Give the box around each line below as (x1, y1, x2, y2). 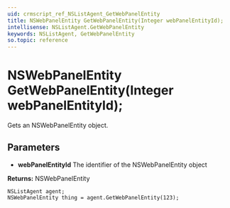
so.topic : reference (7, 37, 69, 44)
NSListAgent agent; (7, 187, 65, 195)
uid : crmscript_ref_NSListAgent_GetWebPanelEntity (7, 10, 160, 18)
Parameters (7, 141, 60, 153)
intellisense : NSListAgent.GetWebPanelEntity (7, 23, 144, 31)
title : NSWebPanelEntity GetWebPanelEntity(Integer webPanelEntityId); (7, 17, 224, 24)
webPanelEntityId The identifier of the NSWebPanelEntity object (17, 160, 207, 169)
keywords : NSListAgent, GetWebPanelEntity (7, 30, 135, 38)
